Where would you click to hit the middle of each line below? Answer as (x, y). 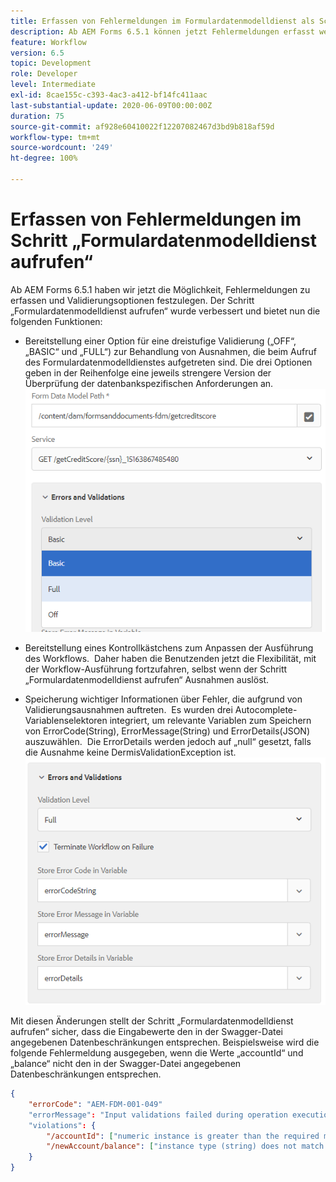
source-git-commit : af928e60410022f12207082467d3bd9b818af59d (142, 126)
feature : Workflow (48, 42)
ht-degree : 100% (44, 158)
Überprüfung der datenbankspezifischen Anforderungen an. (149, 383)
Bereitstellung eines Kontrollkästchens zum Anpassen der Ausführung (169, 648)
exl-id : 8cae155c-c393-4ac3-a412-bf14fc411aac (109, 95)
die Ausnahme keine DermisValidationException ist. (130, 752)
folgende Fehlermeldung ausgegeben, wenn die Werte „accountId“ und (157, 1053)
